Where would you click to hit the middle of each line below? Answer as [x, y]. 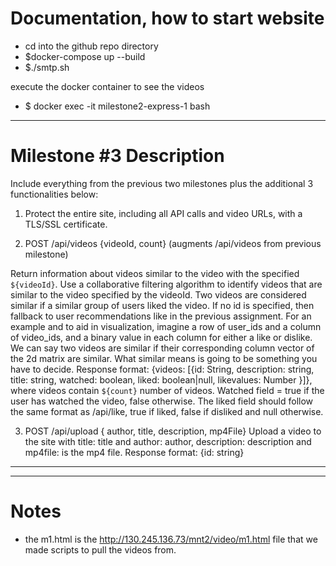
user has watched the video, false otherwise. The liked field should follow [162, 401]
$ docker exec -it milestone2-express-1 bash [117, 106]
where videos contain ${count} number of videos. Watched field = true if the [167, 390]
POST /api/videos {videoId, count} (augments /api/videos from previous [173, 243]
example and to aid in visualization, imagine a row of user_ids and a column [166, 326]
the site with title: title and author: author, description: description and [168, 441]
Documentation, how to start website [167, 18]
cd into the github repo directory [91, 46]
